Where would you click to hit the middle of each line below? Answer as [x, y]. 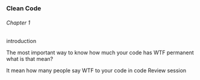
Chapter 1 [18, 23]
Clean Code [24, 8]
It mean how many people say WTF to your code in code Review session [96, 70]
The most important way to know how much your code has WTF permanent [100, 53]
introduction [21, 41]
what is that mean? [30, 59]
